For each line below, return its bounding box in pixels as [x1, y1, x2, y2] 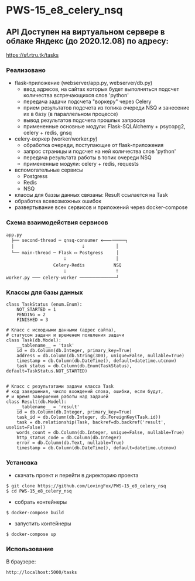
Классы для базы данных [6, 288, 83, 296]
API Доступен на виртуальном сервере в [6, 27, 165, 37]
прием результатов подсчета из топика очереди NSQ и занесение [23, 104, 190, 111]
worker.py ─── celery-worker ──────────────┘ [6, 275, 119, 281]
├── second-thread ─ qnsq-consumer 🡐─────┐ [11, 237, 128, 243]
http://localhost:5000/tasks [6, 569, 77, 576]
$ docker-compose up [6, 531, 57, 538]
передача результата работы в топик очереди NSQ [23, 154, 152, 161]
